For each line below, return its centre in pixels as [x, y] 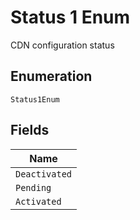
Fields [30, 130]
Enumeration [51, 76]
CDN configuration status [62, 45]
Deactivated [44, 174]
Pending [33, 187]
